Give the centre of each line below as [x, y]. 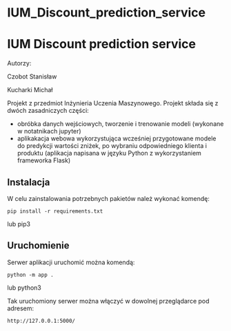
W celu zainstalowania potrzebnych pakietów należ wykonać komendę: [109, 198]
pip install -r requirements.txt [55, 211]
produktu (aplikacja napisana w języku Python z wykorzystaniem [109, 153]
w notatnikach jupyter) [49, 131]
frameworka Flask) [44, 160]
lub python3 [24, 288]
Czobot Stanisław [32, 76]
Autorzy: [19, 63]
